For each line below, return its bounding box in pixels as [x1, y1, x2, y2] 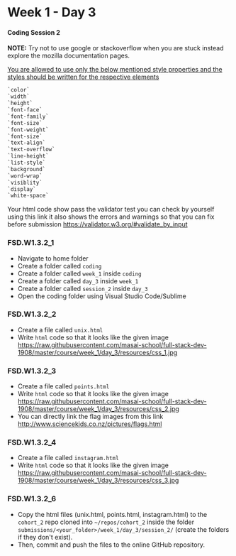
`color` [7, 87, 30, 94]
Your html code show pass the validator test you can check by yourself [7, 205, 215, 214]
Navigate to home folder [17, 254, 89, 263]
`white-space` [7, 192, 50, 200]
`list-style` [7, 159, 46, 167]
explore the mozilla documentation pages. [7, 51, 130, 60]
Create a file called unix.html [17, 325, 103, 334]
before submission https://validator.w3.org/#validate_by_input [7, 220, 188, 229]
